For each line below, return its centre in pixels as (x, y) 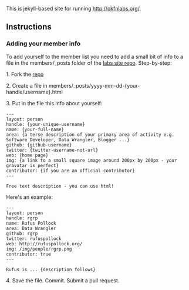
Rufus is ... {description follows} (51, 269)
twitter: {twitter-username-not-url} (52, 150)
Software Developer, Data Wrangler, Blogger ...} (68, 140)
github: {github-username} (39, 145)
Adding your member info (43, 44)
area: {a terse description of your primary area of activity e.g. (90, 135)
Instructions (29, 27)
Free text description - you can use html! (60, 186)
